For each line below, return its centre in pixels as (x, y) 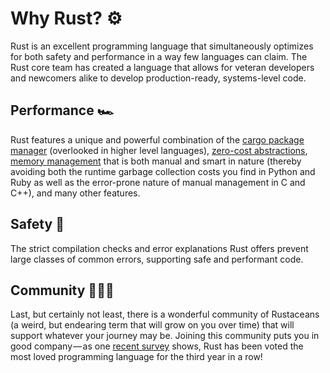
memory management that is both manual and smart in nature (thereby (156, 161)
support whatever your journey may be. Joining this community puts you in (165, 336)
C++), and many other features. (75, 193)
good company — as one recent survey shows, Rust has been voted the (157, 346)
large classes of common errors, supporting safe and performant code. (157, 259)
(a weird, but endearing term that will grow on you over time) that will (152, 325)
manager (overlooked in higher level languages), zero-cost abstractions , (159, 150)
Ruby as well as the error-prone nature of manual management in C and (158, 182)
